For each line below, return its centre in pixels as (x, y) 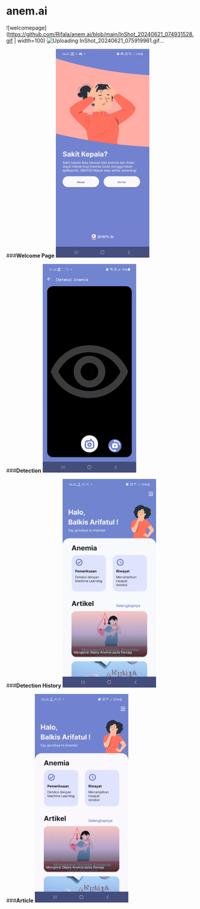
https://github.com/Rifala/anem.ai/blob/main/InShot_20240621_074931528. (101, 34)
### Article (20, 900)
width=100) (31, 40)
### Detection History (34, 686)
